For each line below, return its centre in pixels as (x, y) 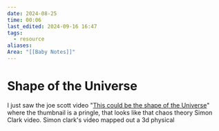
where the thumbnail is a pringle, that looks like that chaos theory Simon (110, 112)
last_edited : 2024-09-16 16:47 (52, 26)
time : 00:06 (24, 20)
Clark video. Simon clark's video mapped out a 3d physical (91, 120)
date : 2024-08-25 (32, 13)
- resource (29, 39)
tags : (15, 33)
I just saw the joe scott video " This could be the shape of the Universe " (108, 105)
